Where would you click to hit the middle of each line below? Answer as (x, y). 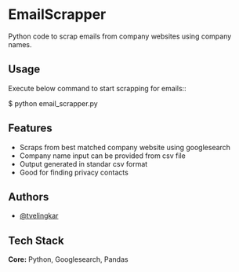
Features (30, 129)
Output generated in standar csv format (83, 164)
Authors (29, 197)
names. (20, 44)
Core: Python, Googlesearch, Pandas (68, 259)
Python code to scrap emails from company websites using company (120, 36)
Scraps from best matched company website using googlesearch (125, 147)
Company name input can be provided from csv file (102, 156)
